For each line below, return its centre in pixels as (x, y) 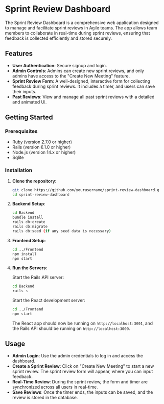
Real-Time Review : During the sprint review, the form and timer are (80, 381)
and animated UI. (29, 102)
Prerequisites (21, 131)
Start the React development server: (49, 301)
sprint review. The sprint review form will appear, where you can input (82, 371)
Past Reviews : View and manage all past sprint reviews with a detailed (83, 97)
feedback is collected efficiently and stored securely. (59, 38)
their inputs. (24, 91)
